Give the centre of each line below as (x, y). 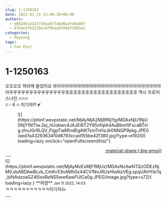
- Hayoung (20, 38)
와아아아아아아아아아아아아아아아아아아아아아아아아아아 (107, 86)
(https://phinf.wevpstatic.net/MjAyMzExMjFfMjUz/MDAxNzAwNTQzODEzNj (82, 166)
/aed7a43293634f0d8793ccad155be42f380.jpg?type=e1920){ (82, 135)
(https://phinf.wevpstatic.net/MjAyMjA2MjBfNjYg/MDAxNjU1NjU (83, 119)
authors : (14, 19)
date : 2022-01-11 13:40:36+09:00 (40, 14)
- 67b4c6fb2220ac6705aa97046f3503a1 (47, 28)
